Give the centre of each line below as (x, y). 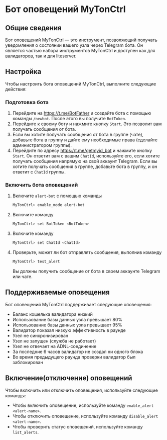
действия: (16, 89)
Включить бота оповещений (42, 185)
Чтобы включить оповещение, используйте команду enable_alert (83, 405)
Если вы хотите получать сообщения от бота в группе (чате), (78, 135)
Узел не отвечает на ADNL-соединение (54, 346)
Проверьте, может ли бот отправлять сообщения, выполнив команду (87, 252)
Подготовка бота (27, 102)
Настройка (23, 72)
